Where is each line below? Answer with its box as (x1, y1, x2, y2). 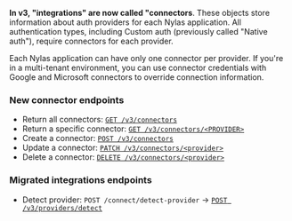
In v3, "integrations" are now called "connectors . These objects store (9, 8, 270, 18)
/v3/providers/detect (21, 203, 102, 212)
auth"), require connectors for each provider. (9, 36, 174, 46)
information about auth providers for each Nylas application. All (9, 17, 242, 28)
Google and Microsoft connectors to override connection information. (9, 72, 264, 83)
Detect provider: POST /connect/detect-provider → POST (21, 194, 228, 205)
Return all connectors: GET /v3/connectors (21, 114, 178, 125)
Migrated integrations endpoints (9, 174, 153, 186)
